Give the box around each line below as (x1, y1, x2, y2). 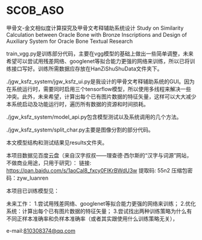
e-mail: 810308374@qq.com (6, 227, 76, 234)
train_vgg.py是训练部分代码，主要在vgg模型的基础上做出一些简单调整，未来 (6, 49, 194, 57)
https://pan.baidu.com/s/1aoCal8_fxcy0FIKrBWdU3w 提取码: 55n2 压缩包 (6, 166, 188, 174)
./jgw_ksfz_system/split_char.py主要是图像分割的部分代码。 (6, 126, 154, 133)
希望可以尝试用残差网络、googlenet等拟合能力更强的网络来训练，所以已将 (6, 57, 190, 65)
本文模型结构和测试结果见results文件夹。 (6, 139, 108, 146)
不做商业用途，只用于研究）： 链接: (6, 159, 92, 166)
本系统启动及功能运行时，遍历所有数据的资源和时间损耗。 (6, 100, 149, 107)
